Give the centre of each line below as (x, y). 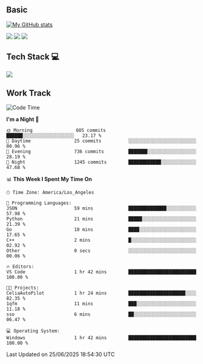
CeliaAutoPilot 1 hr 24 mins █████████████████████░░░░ (101, 293)
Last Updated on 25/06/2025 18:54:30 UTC (61, 354)
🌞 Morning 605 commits (56, 131)
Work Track (29, 93)
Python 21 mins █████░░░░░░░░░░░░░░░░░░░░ (101, 219)
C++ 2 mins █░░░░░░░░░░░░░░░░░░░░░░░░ (101, 240)
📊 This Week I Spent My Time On (49, 179)
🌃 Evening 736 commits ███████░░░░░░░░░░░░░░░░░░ (101, 152)
